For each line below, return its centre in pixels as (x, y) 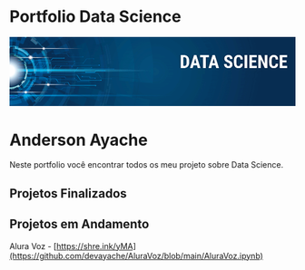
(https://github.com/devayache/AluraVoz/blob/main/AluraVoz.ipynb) (136, 256)
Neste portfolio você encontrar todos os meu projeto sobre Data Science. (147, 165)
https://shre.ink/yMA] (96, 246)
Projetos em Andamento (79, 224)
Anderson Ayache (79, 140)
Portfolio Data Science (95, 17)
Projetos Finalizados (68, 193)
